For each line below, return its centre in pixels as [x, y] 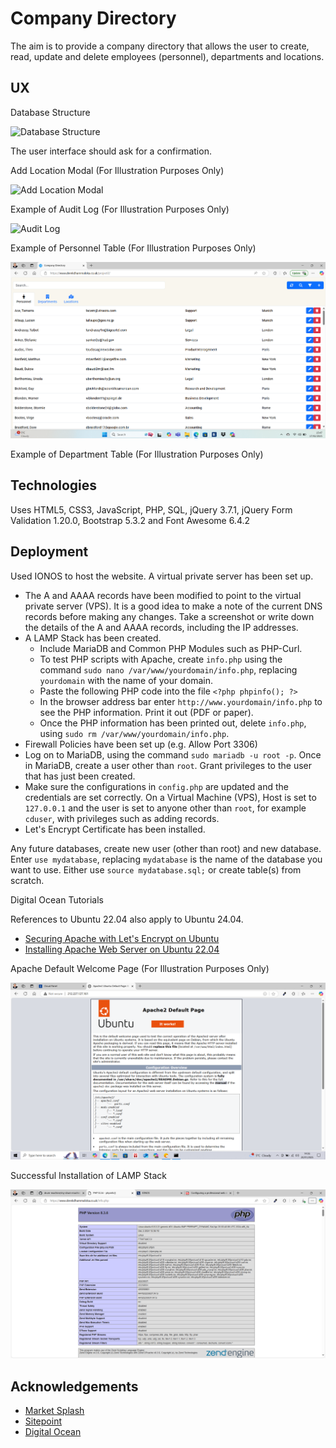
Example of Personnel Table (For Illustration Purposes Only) [133, 248]
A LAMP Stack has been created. [93, 638]
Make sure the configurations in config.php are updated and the [156, 786]
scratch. [27, 880]
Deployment [49, 552]
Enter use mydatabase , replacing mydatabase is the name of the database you [166, 859]
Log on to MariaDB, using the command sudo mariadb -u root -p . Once [173, 754]
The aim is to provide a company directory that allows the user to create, [160, 46]
